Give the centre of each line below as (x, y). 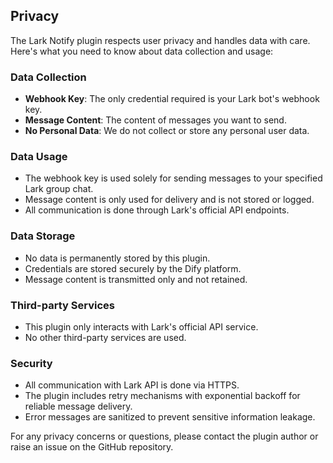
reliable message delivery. (78, 406)
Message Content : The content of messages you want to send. (155, 120)
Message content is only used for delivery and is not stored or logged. (169, 200)
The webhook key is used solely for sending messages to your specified (173, 178)
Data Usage (39, 157)
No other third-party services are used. (105, 337)
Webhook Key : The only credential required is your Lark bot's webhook (172, 99)
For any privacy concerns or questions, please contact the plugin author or (164, 436)
